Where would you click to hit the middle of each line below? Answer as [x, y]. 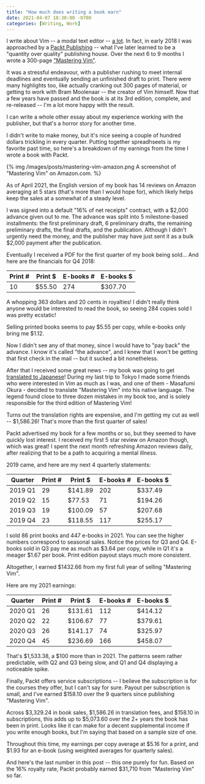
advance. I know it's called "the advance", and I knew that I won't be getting [102, 352]
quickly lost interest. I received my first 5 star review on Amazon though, [98, 440]
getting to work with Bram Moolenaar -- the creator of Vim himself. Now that [102, 92]
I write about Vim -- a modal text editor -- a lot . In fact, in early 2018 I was [99, 41]
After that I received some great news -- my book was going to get [91, 370]
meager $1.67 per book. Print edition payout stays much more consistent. [99, 555]
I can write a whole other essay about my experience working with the [95, 117]
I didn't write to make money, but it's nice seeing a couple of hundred [94, 135]
